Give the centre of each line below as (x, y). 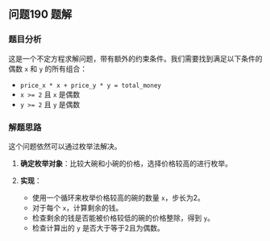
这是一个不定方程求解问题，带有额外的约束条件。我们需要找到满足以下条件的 (135, 58)
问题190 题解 (40, 15)
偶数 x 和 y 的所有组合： (48, 69)
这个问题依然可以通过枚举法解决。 (65, 146)
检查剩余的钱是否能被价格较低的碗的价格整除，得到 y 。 (123, 218)
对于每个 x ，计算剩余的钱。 (77, 207)
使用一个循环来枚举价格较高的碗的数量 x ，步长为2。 (118, 197)
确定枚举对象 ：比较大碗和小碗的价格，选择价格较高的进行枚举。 (126, 163)
